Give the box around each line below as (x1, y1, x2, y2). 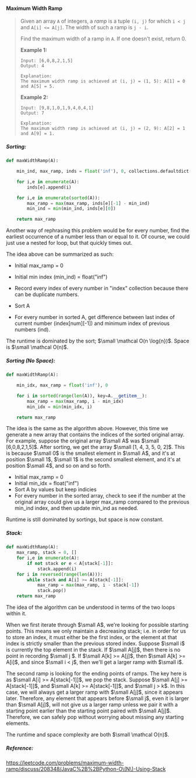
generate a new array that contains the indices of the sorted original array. (6, 431, 185, 438)
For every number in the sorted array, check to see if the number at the (14, 492, 185, 499)
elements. (6, 720, 30, 727)
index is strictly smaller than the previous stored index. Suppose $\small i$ (6, 640, 185, 647)
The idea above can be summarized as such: (6, 251, 114, 258)
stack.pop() (37, 588, 66, 594)
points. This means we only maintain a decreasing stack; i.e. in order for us (6, 628, 187, 635)
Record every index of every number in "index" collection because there (14, 285, 188, 292)
